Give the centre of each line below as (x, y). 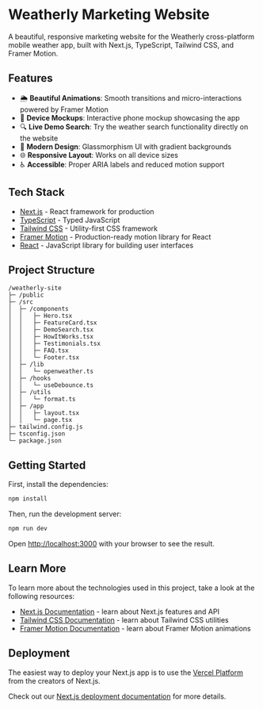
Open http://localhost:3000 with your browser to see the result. (112, 543)
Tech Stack (36, 192)
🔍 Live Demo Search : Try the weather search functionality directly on (134, 126)
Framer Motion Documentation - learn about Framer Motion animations (135, 628)
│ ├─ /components (38, 309)
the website (39, 138)
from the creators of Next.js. (54, 680)
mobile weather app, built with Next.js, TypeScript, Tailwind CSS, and (121, 44)
